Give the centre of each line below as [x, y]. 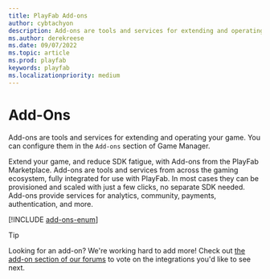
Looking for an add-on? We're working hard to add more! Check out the [127, 250]
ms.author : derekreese [46, 38]
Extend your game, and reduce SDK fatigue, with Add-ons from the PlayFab [133, 161]
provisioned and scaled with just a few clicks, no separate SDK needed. [127, 187]
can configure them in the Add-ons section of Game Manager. [109, 146]
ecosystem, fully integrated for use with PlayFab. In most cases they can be [134, 178]
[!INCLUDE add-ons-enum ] [53, 219]
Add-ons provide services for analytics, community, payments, [112, 195]
